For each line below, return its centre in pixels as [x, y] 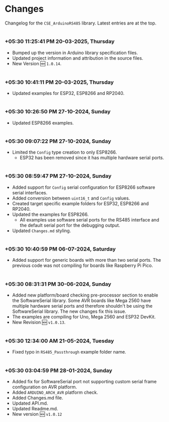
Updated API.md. [30, 403]
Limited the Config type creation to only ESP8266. [65, 152]
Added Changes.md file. [38, 398]
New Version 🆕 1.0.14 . [37, 63]
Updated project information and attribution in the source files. [78, 58]
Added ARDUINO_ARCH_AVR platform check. [55, 392]
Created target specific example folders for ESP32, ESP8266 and [80, 203]
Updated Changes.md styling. [41, 231]
